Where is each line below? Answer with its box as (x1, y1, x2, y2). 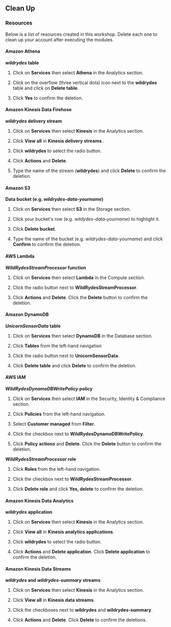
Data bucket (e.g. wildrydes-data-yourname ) (5, 196, 104, 202)
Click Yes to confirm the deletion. (12, 95, 83, 101)
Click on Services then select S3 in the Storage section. (12, 206, 131, 212)
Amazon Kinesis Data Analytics (5, 497, 74, 504)
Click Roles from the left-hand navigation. (12, 466, 101, 472)
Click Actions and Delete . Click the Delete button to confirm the (12, 294, 148, 300)
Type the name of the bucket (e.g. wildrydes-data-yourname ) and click (12, 236, 163, 242)
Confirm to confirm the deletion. (12, 241, 82, 247)
